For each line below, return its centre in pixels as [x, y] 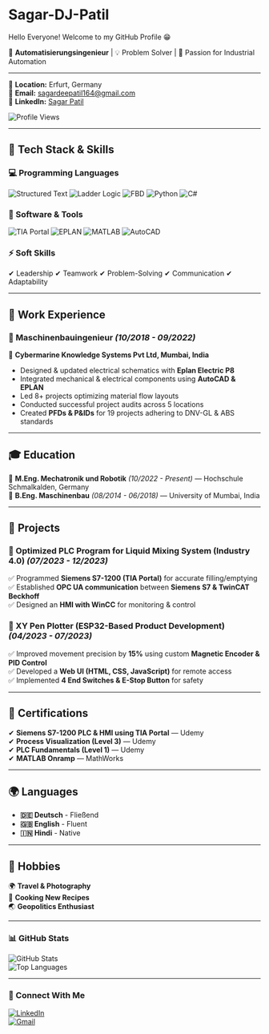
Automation [27, 61]
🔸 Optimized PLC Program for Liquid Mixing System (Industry [129, 551]
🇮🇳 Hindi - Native [50, 833]
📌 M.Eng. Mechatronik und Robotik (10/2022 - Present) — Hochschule [126, 478]
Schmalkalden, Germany [49, 487]
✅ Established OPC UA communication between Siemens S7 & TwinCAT [129, 587]
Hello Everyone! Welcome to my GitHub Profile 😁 [90, 37]
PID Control [28, 662]
